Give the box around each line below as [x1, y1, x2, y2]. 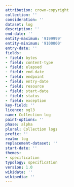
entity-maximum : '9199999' [5, 36, 62, 41]
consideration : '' [5, 17, 44, 22]
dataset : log [5, 22, 33, 27]
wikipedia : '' [5, 174, 35, 179]
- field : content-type [5, 60, 53, 65]
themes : [5, 151, 22, 156]
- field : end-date [5, 70, 44, 75]
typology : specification [5, 160, 58, 165]
